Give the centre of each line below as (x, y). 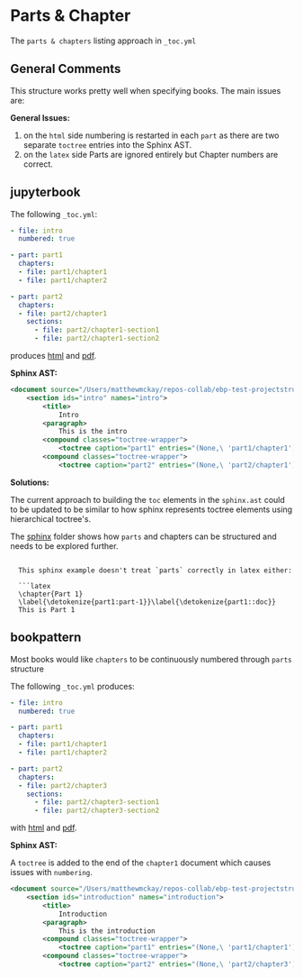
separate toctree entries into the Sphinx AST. (107, 144)
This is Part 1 (47, 609)
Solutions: (30, 482)
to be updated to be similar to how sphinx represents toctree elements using (151, 509)
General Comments (66, 69)
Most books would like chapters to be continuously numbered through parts (151, 659)
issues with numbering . (52, 873)
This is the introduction (107, 931)
